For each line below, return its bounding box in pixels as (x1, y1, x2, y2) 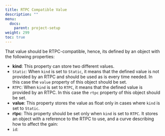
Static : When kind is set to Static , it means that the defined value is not (12, 68, 160, 74)
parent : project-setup (14, 26, 61, 31)
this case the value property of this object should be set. (12, 79, 127, 85)
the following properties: (5, 53, 55, 59)
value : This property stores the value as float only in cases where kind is (12, 100, 160, 106)
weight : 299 (5, 30, 30, 35)
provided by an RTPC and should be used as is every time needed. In (12, 74, 153, 80)
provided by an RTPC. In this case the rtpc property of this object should (12, 90, 161, 95)
